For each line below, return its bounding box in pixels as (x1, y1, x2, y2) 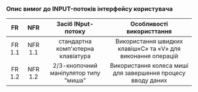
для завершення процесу (113, 69, 186, 77)
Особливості (130, 20, 169, 28)
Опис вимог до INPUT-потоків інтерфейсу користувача (6, 5, 173, 13)
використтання (126, 27, 172, 35)
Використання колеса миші (110, 61, 189, 70)
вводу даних (131, 76, 167, 84)
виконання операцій (120, 52, 179, 60)
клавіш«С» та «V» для (117, 45, 181, 53)
